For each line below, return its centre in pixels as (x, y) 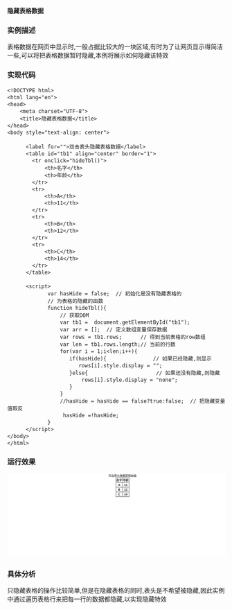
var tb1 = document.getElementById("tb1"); (125, 322)
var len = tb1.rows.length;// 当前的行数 (118, 345)
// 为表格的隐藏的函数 (75, 302)
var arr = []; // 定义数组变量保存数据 (114, 330)
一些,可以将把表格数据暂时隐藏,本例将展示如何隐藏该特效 (88, 55)
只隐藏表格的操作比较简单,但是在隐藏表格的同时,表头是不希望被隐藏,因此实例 (116, 591)
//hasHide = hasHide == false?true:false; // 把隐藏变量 (143, 401)
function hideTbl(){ (77, 308)
